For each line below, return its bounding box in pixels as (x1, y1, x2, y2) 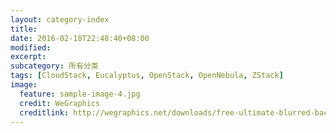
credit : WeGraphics (19, 98, 101, 108)
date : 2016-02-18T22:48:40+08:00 (10, 33, 150, 43)
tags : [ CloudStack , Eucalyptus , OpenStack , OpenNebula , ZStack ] (10, 71, 284, 81)
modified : (10, 42, 52, 53)
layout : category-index (10, 14, 110, 25)
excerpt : (10, 52, 47, 62)
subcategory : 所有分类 (10, 61, 99, 71)
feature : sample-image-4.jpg (19, 89, 141, 99)
